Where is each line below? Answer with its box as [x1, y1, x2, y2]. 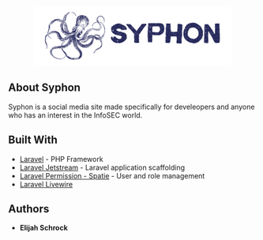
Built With [8, 133, 58, 147]
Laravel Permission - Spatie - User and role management [19, 171, 205, 180]
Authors [8, 202, 50, 216]
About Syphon [8, 81, 81, 95]
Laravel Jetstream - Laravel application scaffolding [19, 163, 186, 172]
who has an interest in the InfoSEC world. [8, 110, 143, 120]
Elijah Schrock [19, 223, 69, 233]
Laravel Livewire [19, 179, 73, 189]
